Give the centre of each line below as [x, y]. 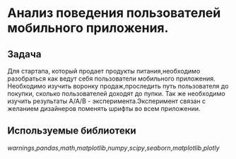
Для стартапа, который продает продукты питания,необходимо [104, 71]
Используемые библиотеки [72, 131]
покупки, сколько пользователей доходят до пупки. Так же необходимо [116, 94]
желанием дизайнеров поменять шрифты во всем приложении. [104, 108]
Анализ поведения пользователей [114, 13]
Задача [24, 54]
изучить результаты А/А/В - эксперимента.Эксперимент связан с [107, 101]
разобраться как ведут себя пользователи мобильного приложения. [111, 78]
